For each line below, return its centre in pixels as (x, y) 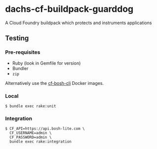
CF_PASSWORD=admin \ (31, 137)
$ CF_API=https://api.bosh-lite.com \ (45, 129)
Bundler (20, 68)
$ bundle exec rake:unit (31, 106)
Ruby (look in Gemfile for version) (46, 63)
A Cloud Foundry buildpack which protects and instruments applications (78, 23)
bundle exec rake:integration (40, 142)
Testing (17, 38)
